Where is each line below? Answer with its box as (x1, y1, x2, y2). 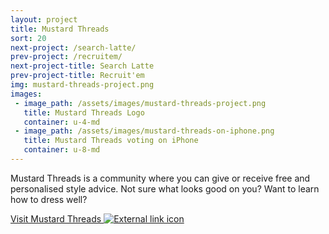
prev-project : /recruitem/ (10, 52, 123, 62)
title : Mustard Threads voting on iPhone (23, 136, 199, 146)
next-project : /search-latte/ (10, 42, 137, 53)
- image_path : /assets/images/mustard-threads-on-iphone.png (14, 126, 275, 136)
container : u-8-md (23, 145, 101, 155)
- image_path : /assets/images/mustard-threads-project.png (14, 98, 267, 108)
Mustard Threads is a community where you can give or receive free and (10, 172, 311, 184)
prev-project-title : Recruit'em (10, 71, 145, 81)
